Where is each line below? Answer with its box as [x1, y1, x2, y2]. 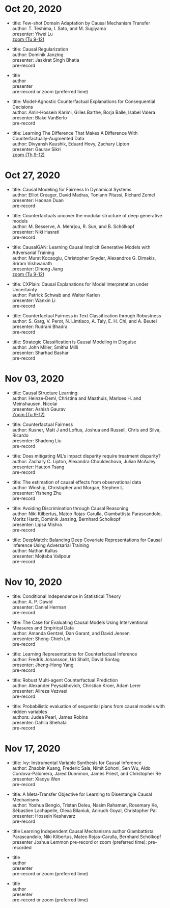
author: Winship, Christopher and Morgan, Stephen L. [12, 484, 125, 490]
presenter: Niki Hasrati [12, 229, 60, 235]
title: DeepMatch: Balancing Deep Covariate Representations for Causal [12, 537, 162, 543]
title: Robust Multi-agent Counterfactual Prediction [12, 677, 118, 683]
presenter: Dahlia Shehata [12, 719, 67, 725]
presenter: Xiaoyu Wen [12, 776, 61, 782]
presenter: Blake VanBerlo [12, 114, 67, 120]
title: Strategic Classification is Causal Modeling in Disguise [12, 339, 137, 345]
